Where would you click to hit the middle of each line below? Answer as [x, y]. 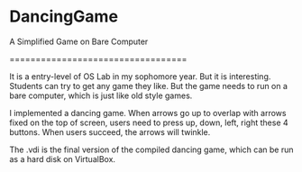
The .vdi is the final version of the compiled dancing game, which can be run [151, 149]
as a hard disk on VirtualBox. [62, 158]
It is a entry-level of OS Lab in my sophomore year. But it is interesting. [140, 76]
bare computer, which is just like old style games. [101, 95]
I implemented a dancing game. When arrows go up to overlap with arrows [148, 113]
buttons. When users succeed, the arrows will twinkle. [110, 131]
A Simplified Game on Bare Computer [79, 41]
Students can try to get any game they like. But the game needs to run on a [149, 86]
